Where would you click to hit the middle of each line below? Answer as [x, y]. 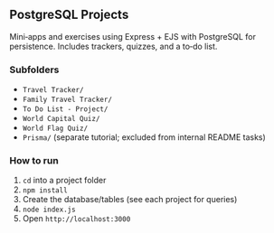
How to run [34, 161]
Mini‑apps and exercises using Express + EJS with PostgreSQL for [132, 36]
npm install [45, 191]
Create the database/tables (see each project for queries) [130, 200]
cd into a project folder [64, 181]
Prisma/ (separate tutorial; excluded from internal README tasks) [144, 137]
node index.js [49, 210]
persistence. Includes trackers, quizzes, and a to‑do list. [113, 46]
